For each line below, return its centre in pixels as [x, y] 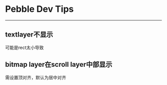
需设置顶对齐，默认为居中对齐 [36, 77]
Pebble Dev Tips [40, 9]
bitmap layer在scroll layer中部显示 [59, 64]
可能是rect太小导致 [24, 47]
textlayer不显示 [29, 35]
